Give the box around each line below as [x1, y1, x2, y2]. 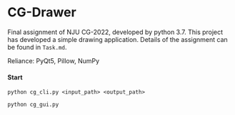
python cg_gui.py [7, 101, 59, 109]
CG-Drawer [7, 4, 76, 21]
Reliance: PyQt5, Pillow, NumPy [7, 56, 100, 65]
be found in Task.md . [7, 43, 67, 51]
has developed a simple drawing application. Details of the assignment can [7, 35, 229, 43]
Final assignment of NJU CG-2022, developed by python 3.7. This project [7, 28, 224, 36]
